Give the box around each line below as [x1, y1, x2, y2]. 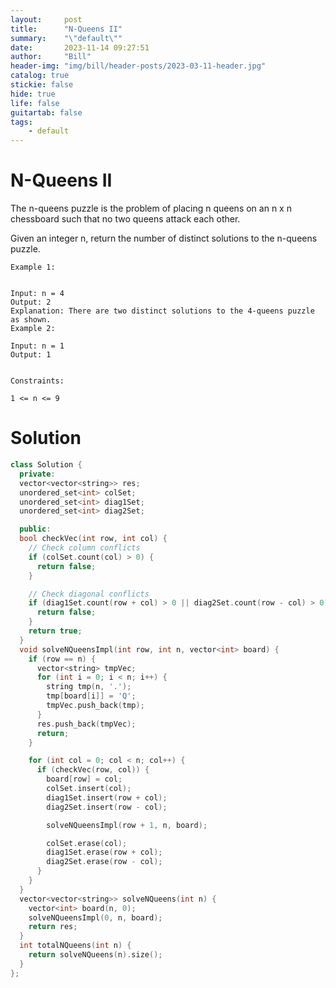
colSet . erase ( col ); [46, 838, 128, 848]
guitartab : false [10, 107, 83, 118]
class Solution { [10, 460, 83, 470]
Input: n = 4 [10, 289, 65, 299]
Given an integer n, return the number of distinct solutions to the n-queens [10, 232, 318, 245]
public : [19, 524, 52, 535]
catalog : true [10, 71, 70, 81]
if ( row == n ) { [28, 654, 97, 664]
